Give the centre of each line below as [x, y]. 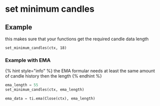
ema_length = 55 [22, 85]
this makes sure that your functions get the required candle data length [77, 39]
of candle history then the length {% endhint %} [53, 76]
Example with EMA [28, 60]
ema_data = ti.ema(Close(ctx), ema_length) [50, 99]
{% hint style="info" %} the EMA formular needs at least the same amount [80, 71]
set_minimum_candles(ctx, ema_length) [45, 90]
